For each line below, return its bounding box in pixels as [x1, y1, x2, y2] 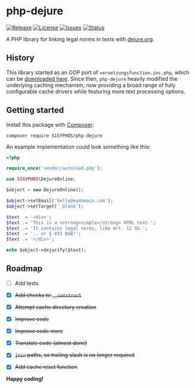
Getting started [6, 105, 64, 115]
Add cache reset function [14, 363, 78, 371]
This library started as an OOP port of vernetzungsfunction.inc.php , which [6, 69, 190, 76]
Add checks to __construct [14, 291, 82, 298]
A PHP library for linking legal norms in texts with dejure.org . [6, 35, 154, 42]
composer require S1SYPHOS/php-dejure [6, 133, 103, 139]
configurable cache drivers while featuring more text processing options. [6, 88, 186, 95]
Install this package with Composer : [6, 121, 94, 128]
